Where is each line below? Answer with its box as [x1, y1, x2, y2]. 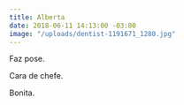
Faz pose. [9, 54, 46, 64]
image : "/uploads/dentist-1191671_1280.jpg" [9, 29, 176, 38]
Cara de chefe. [9, 71, 64, 81]
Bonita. [9, 87, 35, 98]
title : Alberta [9, 12, 65, 22]
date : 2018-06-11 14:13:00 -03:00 [9, 21, 137, 30]
